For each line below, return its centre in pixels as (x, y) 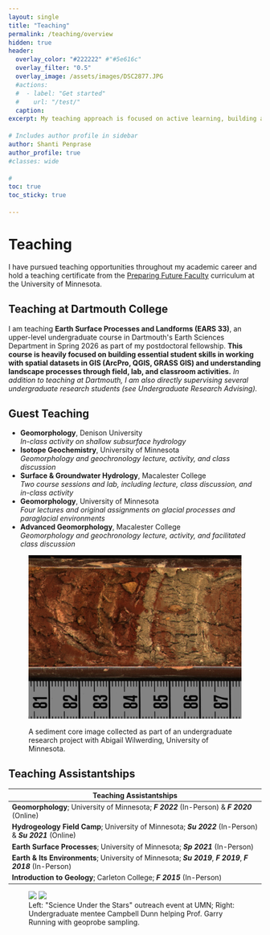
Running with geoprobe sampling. (84, 922)
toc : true (25, 187)
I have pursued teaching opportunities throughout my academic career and (133, 266)
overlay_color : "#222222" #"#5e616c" (79, 60)
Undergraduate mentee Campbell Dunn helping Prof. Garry (126, 913)
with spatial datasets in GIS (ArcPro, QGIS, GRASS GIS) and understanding (135, 363)
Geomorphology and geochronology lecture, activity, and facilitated (133, 536)
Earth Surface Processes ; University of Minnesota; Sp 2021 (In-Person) (133, 846)
